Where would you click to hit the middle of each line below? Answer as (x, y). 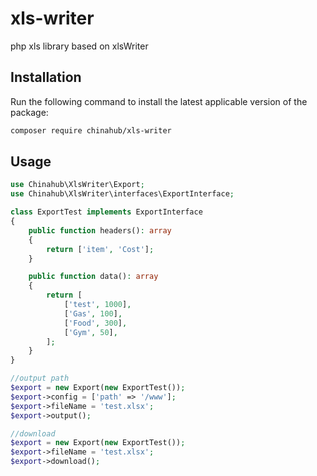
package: (29, 112)
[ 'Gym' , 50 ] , (90, 332)
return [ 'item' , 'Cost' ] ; (100, 249)
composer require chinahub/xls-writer (91, 130)
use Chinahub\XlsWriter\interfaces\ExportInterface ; (122, 194)
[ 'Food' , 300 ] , (95, 323)
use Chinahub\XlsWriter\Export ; (77, 185)
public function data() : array (93, 277)
